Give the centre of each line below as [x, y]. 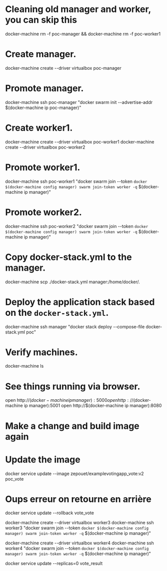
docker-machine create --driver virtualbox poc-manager [63, 68]
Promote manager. [44, 88]
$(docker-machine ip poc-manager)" [43, 107]
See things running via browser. [73, 386]
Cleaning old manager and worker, [78, 9]
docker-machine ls [24, 366]
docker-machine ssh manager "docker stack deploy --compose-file [75, 326]
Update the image [43, 459]
